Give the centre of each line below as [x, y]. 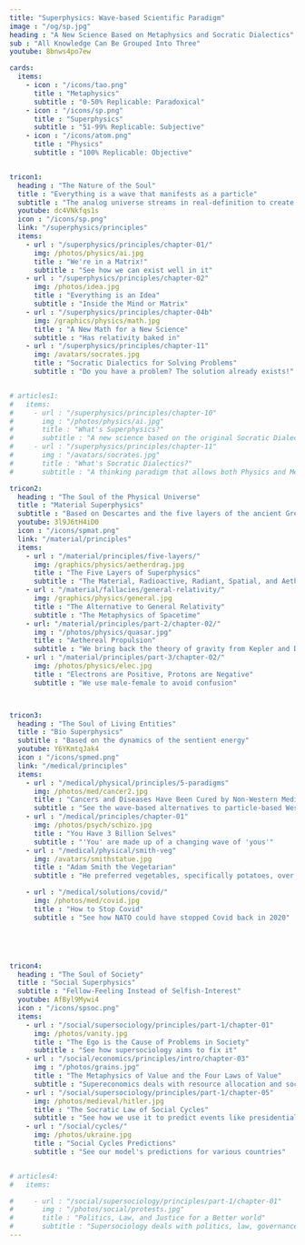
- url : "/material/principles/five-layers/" [113, 556]
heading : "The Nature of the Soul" [87, 186]
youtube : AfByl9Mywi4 [59, 1000]
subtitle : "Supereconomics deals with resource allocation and [157, 1084]
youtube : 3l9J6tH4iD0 [59, 522]
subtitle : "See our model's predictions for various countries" [159, 1151]
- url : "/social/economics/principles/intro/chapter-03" [138, 1059]
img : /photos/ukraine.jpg [82, 1135]
